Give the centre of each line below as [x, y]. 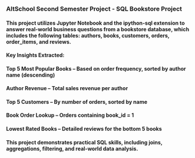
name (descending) [31, 75]
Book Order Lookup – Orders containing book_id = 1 [70, 115]
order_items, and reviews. [39, 42]
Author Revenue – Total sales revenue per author [67, 88]
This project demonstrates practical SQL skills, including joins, [84, 142]
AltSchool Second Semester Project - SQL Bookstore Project [94, 9]
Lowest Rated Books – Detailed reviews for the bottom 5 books [84, 129]
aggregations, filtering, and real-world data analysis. [72, 149]
